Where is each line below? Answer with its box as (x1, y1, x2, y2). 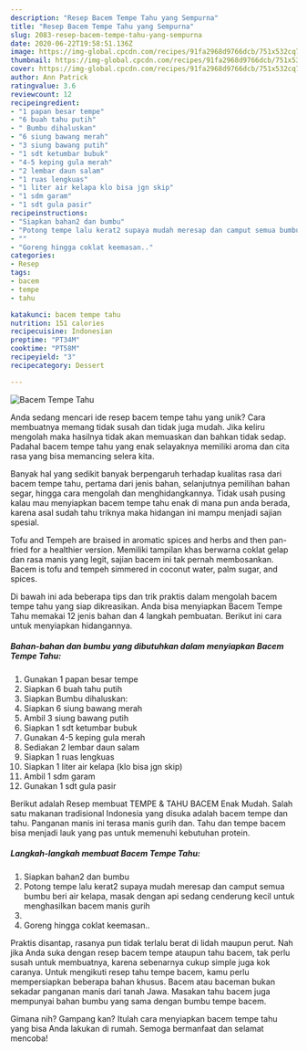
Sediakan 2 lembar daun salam (23, 741, 140, 752)
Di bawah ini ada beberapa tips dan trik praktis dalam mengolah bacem (10, 591, 278, 602)
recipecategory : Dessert (10, 361, 105, 370)
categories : (10, 251, 56, 260)
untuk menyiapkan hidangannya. (10, 620, 133, 631)
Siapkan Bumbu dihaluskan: (23, 693, 128, 704)
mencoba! (10, 1033, 48, 1044)
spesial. (10, 517, 40, 528)
